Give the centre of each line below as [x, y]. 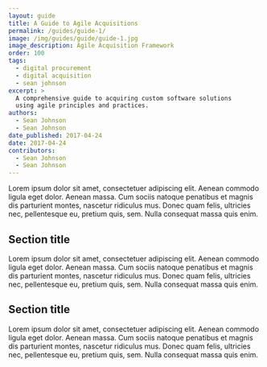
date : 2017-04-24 [37, 143]
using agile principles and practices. [82, 105]
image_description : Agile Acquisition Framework [91, 46]
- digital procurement [53, 68]
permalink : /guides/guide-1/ [57, 31]
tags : [17, 61]
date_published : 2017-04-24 [55, 135]
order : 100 [27, 53]
